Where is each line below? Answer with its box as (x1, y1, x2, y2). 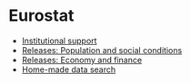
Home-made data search (21, 64, 116, 75)
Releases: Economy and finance (21, 54, 143, 65)
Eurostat (8, 5, 75, 26)
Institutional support (21, 35, 97, 46)
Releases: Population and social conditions (21, 44, 183, 55)
